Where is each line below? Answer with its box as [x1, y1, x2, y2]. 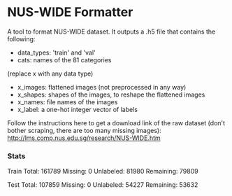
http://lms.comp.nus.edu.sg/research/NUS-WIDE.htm [7, 134, 161, 142]
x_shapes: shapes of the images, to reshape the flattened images [17, 90, 205, 99]
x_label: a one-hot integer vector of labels [17, 105, 138, 113]
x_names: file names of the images [17, 97, 118, 106]
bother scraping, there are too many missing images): [7, 126, 162, 134]
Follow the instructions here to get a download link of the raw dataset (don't [7, 118, 226, 127]
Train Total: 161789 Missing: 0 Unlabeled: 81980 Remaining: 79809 [7, 167, 198, 176]
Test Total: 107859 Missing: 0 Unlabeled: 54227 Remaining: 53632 [7, 181, 198, 189]
